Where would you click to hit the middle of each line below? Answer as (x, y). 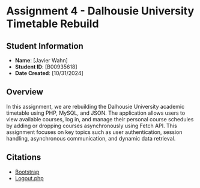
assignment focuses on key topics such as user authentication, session (94, 132)
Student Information (45, 46)
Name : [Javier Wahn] (41, 60)
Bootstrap (27, 172)
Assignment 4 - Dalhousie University (100, 11)
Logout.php (29, 178)
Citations (24, 157)
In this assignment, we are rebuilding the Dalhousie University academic (95, 106)
